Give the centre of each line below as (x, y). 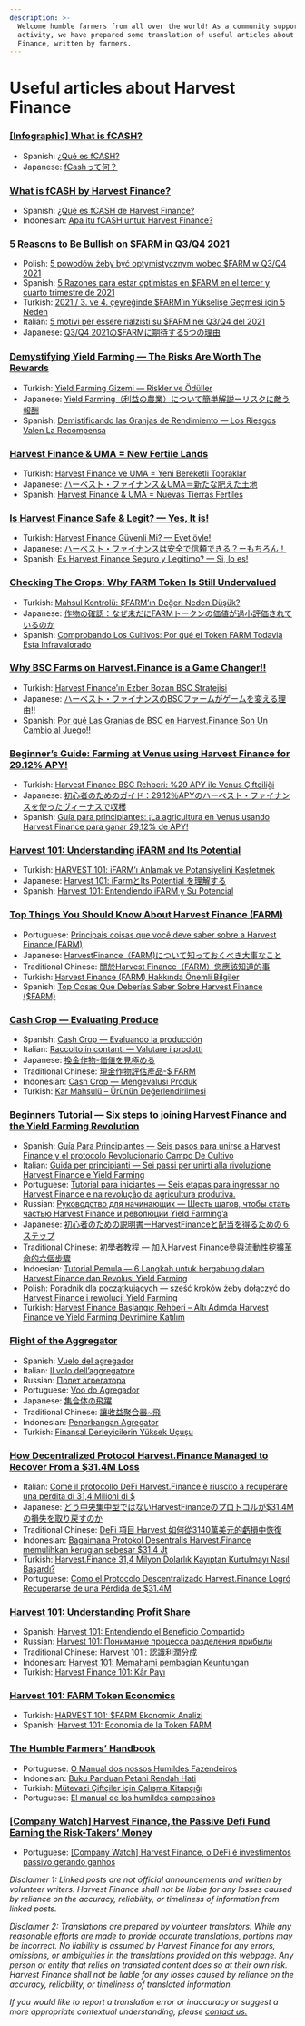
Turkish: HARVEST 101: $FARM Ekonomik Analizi (113, 1716)
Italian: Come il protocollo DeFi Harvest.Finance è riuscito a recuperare (155, 1486)
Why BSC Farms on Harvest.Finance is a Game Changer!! (138, 668)
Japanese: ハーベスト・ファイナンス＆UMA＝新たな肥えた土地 (140, 484)
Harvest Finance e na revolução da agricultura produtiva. (129, 1194)
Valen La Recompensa (64, 430)
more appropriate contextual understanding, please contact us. (128, 2011)
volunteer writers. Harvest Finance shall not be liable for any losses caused (151, 1889)
